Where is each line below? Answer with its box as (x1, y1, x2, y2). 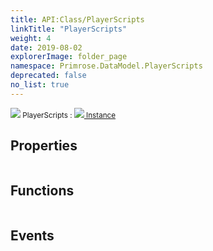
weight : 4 (10, 33, 52, 43)
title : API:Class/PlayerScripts (10, 14, 145, 25)
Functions (10, 182, 75, 199)
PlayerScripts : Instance (22, 110, 117, 120)
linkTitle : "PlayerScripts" (10, 24, 128, 34)
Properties (10, 137, 78, 155)
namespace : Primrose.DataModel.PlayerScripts (10, 61, 203, 71)
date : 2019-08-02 (10, 42, 83, 53)
